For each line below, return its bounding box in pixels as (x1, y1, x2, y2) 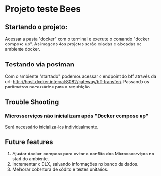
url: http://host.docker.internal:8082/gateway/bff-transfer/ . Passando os (5, 78, 150, 84)
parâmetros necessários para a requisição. (5, 84, 91, 89)
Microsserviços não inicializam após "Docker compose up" (5, 112, 149, 119)
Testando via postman (5, 60, 75, 69)
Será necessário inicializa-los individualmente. (5, 124, 99, 130)
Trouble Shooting (5, 98, 59, 106)
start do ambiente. (12, 156, 49, 162)
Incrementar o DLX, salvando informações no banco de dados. (12, 161, 139, 167)
